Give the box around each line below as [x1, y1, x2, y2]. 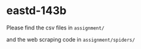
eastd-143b [6, 4, 67, 18]
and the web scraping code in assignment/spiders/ [6, 36, 135, 43]
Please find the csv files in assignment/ [6, 24, 105, 31]
